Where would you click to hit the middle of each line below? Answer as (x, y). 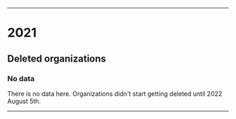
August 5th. (24, 101)
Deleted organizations (57, 58)
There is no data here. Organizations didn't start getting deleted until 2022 (115, 93)
